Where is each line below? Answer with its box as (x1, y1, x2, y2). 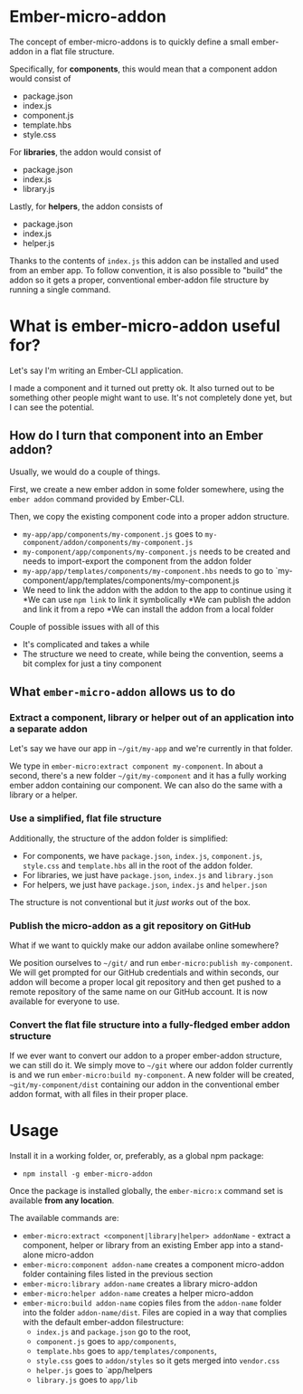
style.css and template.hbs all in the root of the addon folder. (22, 860, 253, 871)
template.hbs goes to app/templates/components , (35, 1346, 217, 1357)
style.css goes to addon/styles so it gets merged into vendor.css (35, 1355, 280, 1366)
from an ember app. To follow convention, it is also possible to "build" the (9, 264, 283, 275)
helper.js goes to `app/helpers (35, 1365, 154, 1376)
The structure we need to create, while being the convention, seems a (22, 648, 284, 659)
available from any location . (9, 1195, 115, 1206)
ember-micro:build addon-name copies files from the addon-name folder (22, 1297, 282, 1309)
